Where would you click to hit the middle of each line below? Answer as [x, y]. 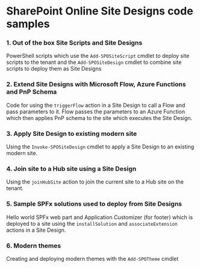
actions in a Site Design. [36, 230]
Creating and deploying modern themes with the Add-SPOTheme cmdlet [92, 258]
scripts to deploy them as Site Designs [54, 69]
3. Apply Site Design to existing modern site [72, 133]
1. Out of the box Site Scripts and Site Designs [74, 43]
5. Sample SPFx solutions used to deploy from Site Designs [94, 204]
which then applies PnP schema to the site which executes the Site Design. [99, 118]
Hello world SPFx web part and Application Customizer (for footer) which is [100, 217]
